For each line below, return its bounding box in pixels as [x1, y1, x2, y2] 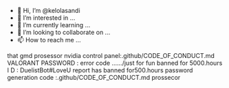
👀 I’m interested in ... [17, 14, 76, 22]
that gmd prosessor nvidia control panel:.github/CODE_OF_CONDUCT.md [7, 52, 215, 59]
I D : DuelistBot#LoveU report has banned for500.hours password [7, 66, 193, 74]
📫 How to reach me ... [17, 36, 81, 44]
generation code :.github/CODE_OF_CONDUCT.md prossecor [7, 74, 181, 81]
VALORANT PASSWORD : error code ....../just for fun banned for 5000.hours [7, 59, 223, 67]
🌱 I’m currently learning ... [17, 21, 91, 29]
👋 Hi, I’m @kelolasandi [17, 7, 80, 14]
